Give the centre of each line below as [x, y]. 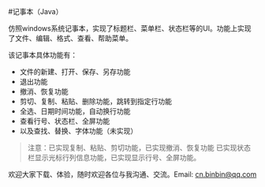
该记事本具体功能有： [43, 55]
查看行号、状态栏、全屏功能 [65, 121]
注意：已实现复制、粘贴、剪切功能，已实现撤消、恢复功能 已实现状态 [139, 148]
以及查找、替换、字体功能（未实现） [78, 131]
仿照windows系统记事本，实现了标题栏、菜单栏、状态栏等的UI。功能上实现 [130, 28]
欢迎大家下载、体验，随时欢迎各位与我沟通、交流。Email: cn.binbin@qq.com [132, 174]
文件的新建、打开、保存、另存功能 [75, 72]
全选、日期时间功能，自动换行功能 [75, 111]
